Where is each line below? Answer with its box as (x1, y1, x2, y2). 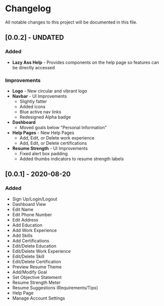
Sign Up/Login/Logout (12, 196, 58, 202)
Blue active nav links (19, 109, 62, 114)
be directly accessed (12, 64, 55, 70)
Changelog (5, 3, 51, 14)
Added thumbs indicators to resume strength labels (19, 156, 124, 162)
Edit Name (12, 206, 33, 212)
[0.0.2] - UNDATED (5, 33, 64, 42)
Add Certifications (12, 238, 49, 244)
